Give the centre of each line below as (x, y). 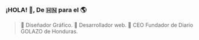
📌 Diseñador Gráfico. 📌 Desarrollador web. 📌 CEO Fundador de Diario (107, 25)
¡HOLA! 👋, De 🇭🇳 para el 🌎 (46, 10)
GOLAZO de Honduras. (49, 32)
